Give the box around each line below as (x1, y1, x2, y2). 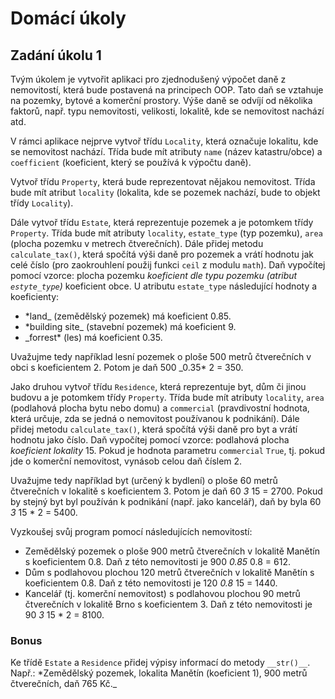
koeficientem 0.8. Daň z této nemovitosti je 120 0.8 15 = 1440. (24, 577, 278, 589)
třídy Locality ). (10, 197, 74, 209)
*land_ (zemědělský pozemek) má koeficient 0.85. (24, 310, 232, 322)
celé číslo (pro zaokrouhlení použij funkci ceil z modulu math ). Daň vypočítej (10, 259, 326, 271)
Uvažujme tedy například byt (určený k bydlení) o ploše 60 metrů (10, 475, 278, 486)
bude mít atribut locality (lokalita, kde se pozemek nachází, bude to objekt (10, 187, 321, 198)
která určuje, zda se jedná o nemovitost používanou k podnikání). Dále (10, 413, 300, 424)
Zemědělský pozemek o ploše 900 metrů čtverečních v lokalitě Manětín (24, 545, 320, 557)
